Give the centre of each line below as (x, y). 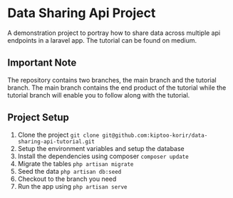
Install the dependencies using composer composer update (103, 156)
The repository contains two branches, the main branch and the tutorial (112, 80)
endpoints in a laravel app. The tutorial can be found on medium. (102, 40)
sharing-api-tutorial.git (56, 141)
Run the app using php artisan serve (72, 186)
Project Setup (38, 118)
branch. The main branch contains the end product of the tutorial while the (117, 88)
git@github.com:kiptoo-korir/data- (155, 135)
